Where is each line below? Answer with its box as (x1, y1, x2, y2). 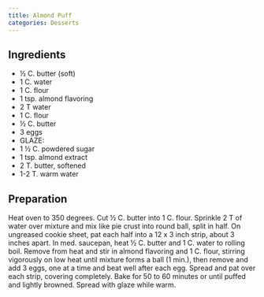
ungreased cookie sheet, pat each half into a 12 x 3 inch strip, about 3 (8, 230, 235, 239)
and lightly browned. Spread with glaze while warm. (8, 280, 177, 290)
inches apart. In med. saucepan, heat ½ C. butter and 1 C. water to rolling (8, 238, 246, 248)
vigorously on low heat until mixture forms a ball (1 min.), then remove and (8, 255, 248, 265)
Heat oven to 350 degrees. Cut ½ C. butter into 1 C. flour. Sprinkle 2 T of (8, 213, 243, 223)
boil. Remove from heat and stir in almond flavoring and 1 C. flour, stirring (8, 247, 246, 256)
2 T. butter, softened (19, 161, 87, 170)
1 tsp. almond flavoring (19, 94, 94, 103)
